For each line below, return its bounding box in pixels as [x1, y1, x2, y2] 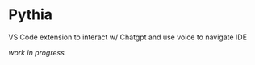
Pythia [8, 6, 53, 24]
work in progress [8, 47, 65, 57]
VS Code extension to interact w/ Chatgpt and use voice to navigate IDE [8, 32, 248, 42]
